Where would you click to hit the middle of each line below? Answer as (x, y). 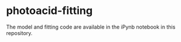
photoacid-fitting (50, 11)
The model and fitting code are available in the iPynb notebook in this (91, 27)
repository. (19, 33)
